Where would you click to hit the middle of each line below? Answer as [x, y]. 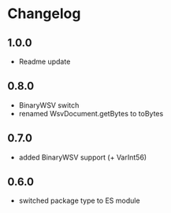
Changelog [44, 14]
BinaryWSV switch [49, 105]
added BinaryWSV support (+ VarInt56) [83, 157]
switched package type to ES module [79, 200]
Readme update [45, 61]
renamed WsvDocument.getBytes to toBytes [91, 113]
